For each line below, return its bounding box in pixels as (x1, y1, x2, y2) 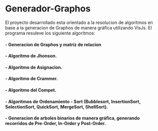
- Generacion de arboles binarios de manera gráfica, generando (5, 115, 140, 121)
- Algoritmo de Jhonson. (5, 53, 57, 59)
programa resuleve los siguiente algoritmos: (5, 30, 96, 36)
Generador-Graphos (5, 3, 91, 14)
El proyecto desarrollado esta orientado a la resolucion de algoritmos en (5, 19, 153, 25)
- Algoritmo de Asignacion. (5, 64, 63, 70)
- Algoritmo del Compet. (5, 87, 56, 93)
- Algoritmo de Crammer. (5, 76, 58, 82)
